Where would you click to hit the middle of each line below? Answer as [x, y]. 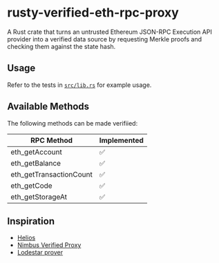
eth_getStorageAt [39, 197]
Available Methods [48, 107]
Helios [26, 238]
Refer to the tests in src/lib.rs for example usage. [79, 85]
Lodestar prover [40, 253]
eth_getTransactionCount [52, 174]
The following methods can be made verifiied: [73, 123]
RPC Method [52, 140]
